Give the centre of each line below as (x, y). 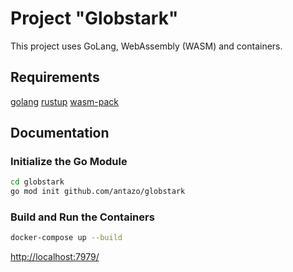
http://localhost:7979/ (55, 257)
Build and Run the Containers (82, 217)
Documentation (60, 133)
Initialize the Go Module (69, 162)
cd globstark (37, 182)
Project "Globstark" (94, 18)
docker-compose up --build (66, 238)
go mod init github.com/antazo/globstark (98, 192)
